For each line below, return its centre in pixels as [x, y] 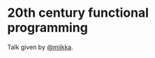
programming [48, 28]
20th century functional [78, 13]
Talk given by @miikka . [40, 47]
